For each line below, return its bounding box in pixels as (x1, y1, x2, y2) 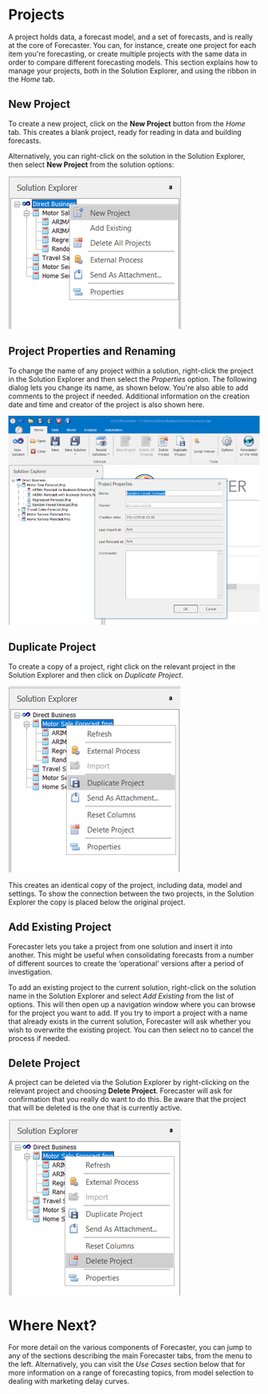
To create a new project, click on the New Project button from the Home (8, 118, 246, 129)
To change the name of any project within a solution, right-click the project (8, 366, 254, 375)
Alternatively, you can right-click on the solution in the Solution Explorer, (8, 151, 246, 160)
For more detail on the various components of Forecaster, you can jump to (8, 1343, 253, 1352)
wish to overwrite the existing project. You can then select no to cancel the (8, 1024, 254, 1035)
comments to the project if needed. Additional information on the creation (8, 391, 250, 401)
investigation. (8, 967, 53, 976)
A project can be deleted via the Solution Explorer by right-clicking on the (8, 1078, 250, 1087)
